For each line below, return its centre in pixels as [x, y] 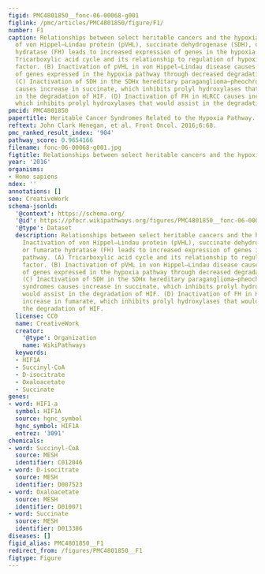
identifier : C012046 [49, 463]
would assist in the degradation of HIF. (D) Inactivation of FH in [137, 294]
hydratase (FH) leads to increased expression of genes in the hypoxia [136, 52]
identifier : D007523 [49, 485]
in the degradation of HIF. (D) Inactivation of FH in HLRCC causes [130, 96]
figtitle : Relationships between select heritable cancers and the [121, 155]
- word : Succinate [38, 514]
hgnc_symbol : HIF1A [47, 426]
